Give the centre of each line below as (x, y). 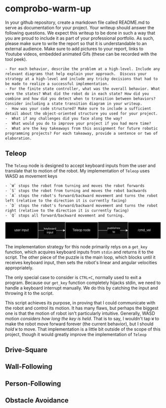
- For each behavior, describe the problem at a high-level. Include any (83, 69)
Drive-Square (26, 350)
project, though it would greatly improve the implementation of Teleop (76, 334)
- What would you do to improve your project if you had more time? (78, 123)
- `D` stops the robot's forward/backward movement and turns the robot (82, 205)
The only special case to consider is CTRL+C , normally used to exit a (73, 277)
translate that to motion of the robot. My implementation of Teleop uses (77, 171)
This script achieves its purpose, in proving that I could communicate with (80, 302)
